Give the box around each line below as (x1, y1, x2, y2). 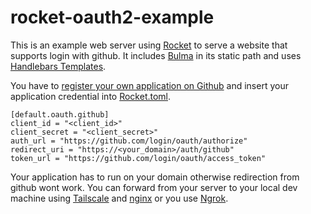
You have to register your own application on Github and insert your (10, 79, 289, 91)
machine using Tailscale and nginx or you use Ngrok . (10, 192, 229, 204)
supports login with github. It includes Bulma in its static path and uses (10, 49, 302, 61)
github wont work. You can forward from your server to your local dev (10, 181, 298, 193)
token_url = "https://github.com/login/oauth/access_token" (10, 153, 267, 163)
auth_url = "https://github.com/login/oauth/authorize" (10, 136, 248, 146)
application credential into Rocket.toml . (10, 90, 172, 102)
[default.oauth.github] (10, 109, 110, 120)
